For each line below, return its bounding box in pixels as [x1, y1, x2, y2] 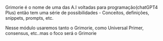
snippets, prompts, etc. [5, 15, 54, 21]
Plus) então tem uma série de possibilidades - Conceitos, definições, [5, 10, 149, 16]
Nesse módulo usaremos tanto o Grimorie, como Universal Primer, [5, 25, 144, 31]
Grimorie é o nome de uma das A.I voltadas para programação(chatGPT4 [5, 5, 158, 10]
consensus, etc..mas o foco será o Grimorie [5, 30, 97, 36]
